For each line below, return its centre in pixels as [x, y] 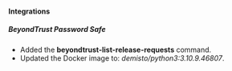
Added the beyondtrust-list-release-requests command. [116, 49]
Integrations [29, 11]
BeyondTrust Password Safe [57, 30]
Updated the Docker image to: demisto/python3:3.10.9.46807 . [122, 58]
